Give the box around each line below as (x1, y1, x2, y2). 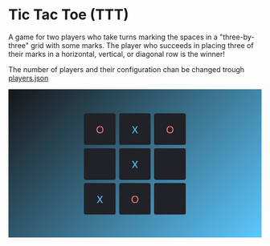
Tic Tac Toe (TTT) (8, 6, 129, 24)
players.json (8, 73, 49, 83)
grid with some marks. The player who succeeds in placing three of (31, 40, 255, 50)
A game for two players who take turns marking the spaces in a (8, 32, 219, 42)
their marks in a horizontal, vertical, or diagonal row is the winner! (8, 49, 225, 58)
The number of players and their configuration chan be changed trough (8, 64, 245, 74)
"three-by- (219, 32, 255, 42)
